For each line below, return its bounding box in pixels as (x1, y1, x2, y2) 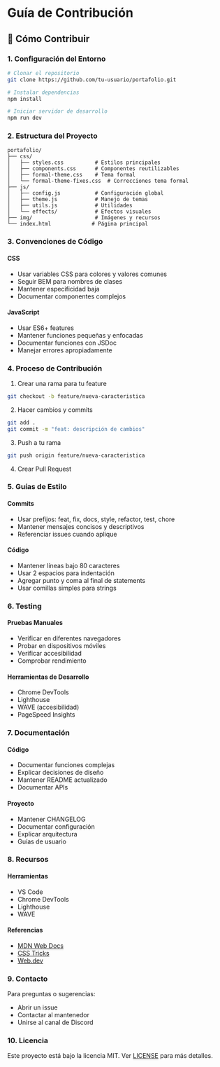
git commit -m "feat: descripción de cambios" (7, 425, 145, 432)
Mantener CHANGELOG (17, 815, 86, 823)
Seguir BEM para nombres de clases (17, 277, 123, 285)
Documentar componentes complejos (17, 292, 126, 301)
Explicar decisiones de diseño (17, 769, 104, 777)
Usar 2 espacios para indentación (17, 569, 115, 577)
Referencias (7, 926, 43, 935)
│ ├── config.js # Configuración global (7, 190, 164, 197)
